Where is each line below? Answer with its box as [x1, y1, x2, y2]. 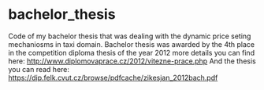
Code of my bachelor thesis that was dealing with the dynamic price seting [8, 31, 251, 41]
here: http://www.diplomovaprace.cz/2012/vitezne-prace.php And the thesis [8, 56, 256, 66]
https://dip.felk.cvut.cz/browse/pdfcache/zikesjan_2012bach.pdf [8, 73, 218, 82]
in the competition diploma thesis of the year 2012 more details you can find [8, 48, 255, 57]
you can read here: [8, 64, 69, 74]
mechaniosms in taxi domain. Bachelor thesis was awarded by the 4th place [8, 39, 255, 49]
